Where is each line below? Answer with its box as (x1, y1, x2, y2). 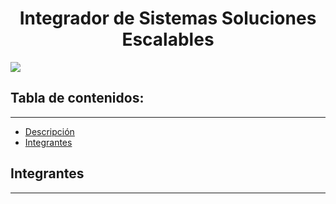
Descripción (24, 125, 75, 137)
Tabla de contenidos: (10, 90, 145, 107)
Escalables (121, 28, 215, 51)
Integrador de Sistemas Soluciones (19, 7, 317, 30)
